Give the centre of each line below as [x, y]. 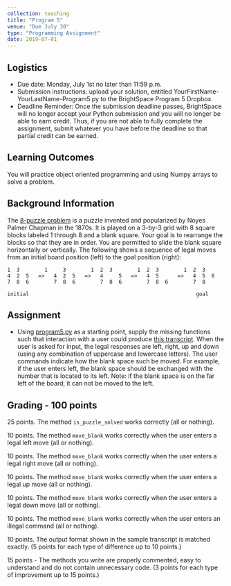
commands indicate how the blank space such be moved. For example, [118, 361]
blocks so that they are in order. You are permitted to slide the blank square [114, 242]
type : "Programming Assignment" [54, 33]
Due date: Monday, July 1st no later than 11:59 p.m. [90, 84]
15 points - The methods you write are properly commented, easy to [104, 560]
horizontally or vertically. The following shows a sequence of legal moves [112, 250]
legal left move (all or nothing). [51, 443]
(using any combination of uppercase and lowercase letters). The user [117, 354]
